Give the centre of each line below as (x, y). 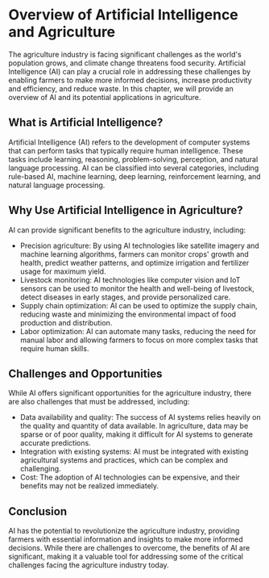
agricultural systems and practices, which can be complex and (124, 460)
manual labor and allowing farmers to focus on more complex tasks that (139, 340)
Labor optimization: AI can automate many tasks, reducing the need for (138, 331)
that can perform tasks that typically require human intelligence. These (126, 150)
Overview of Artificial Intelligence (124, 15)
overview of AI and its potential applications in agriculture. (105, 97)
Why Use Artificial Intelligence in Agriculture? (126, 210)
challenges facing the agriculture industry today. (89, 565)
